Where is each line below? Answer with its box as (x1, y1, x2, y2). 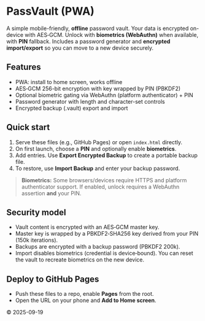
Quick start (6, 122, 50, 133)
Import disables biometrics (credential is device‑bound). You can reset (15, 250, 193, 257)
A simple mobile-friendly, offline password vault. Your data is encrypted (6, 25, 189, 32)
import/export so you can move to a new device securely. (6, 44, 154, 52)
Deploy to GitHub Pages (6, 274, 99, 284)
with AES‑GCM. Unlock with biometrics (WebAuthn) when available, (24, 31, 198, 38)
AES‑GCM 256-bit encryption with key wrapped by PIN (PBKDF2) (15, 85, 181, 92)
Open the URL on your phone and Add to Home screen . (15, 296, 157, 304)
